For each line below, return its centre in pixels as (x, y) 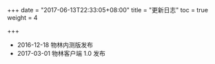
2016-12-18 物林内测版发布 (55, 45)
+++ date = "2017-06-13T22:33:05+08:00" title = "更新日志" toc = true (108, 10)
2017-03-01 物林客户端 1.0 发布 (61, 53)
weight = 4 (22, 18)
